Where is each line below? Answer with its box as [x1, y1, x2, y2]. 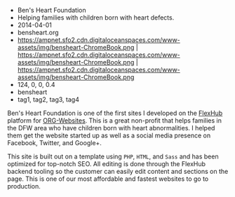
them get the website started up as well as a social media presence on [7, 131, 211, 140]
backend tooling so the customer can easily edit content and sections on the [7, 168, 229, 175]
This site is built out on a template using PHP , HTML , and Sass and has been [7, 152, 219, 161]
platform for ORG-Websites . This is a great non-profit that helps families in [7, 116, 222, 125]
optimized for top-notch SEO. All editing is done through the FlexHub [7, 160, 206, 168]
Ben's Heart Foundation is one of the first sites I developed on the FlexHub [7, 109, 223, 117]
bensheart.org [17, 28, 59, 36]
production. [7, 182, 41, 190]
